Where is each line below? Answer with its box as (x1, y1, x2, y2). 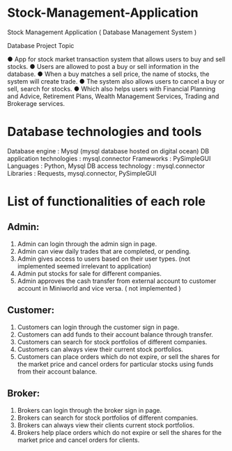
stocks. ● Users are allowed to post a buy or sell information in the (7, 62, 199, 70)
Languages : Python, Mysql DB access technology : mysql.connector (7, 162, 206, 170)
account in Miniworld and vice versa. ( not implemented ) (17, 284, 181, 292)
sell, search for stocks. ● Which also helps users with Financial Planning (7, 84, 216, 93)
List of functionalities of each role (7, 194, 206, 210)
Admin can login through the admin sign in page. (17, 239, 157, 248)
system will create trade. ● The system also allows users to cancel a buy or (7, 77, 225, 85)
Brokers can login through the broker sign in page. (17, 406, 162, 414)
